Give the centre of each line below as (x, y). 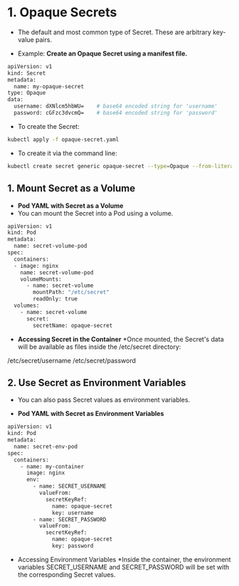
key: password (73, 546)
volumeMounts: (41, 279)
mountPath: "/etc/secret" (71, 293)
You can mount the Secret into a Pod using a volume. (95, 213)
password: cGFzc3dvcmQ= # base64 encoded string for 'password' (116, 113)
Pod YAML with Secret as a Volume (70, 205)
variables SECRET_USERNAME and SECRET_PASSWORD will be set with (123, 567)
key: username (73, 513)
